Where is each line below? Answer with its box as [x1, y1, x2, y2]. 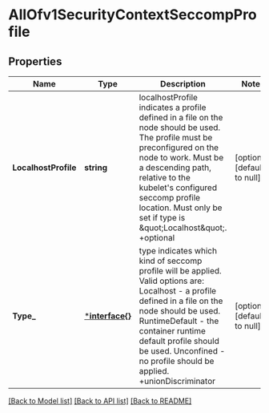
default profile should [139, 335, 220, 346]
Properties [8, 55, 62, 68]
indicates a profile [139, 102, 207, 113]
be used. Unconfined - [139, 346, 226, 356]
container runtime [139, 326, 207, 336]
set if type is [139, 213, 186, 223]
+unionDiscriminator [139, 375, 216, 387]
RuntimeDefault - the [139, 315, 219, 326]
